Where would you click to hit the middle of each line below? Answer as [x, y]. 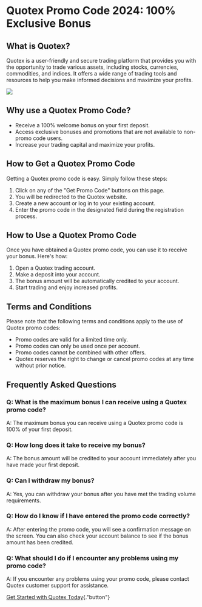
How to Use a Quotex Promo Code [71, 235]
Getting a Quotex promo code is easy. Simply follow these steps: [87, 178]
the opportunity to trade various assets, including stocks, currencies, [93, 67]
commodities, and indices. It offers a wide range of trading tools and [92, 73]
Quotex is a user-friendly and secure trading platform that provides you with [101, 61]
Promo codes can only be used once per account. [78, 346]
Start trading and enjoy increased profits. [66, 287]
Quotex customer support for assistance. [58, 586]
